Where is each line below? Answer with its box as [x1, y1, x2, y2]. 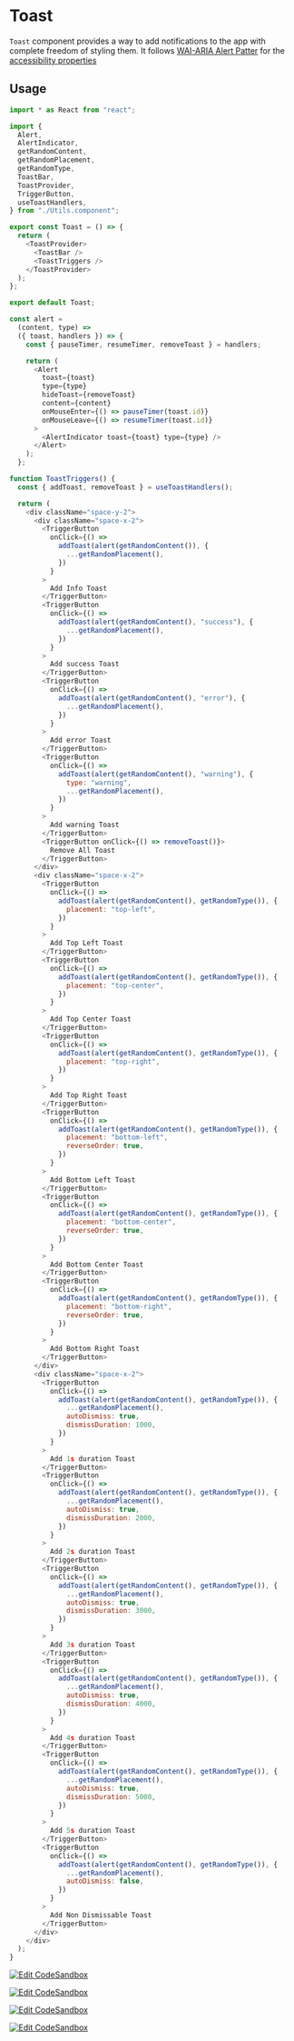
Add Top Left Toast [49, 938, 124, 948]
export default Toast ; [9, 298, 95, 307]
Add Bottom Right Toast [49, 1345, 141, 1354]
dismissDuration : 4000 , [66, 1699, 156, 1708]
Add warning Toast [49, 820, 120, 829]
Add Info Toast [49, 584, 107, 593]
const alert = [9, 315, 64, 324]
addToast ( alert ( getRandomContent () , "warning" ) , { [57, 769, 254, 778]
